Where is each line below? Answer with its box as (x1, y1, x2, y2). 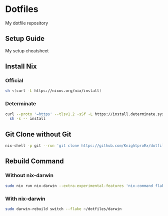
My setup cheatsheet (5, 47, 49, 53)
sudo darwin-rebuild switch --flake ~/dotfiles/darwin (5, 206, 122, 212)
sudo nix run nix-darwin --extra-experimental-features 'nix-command (5, 183, 153, 188)
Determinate (5, 100, 36, 107)
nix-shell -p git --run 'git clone (5, 143, 79, 148)
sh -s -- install (9, 116, 46, 121)
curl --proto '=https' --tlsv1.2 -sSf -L (5, 111, 93, 117)
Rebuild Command (5, 157, 64, 166)
